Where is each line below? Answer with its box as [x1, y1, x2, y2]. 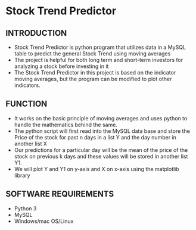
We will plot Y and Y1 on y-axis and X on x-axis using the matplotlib [14, 165, 179, 172]
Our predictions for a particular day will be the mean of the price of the [14, 146, 188, 153]
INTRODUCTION [5, 28, 67, 38]
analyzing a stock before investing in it [14, 63, 109, 70]
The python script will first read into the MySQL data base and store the [14, 127, 190, 135]
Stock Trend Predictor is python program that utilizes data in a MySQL [14, 43, 186, 51]
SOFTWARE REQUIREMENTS [5, 189, 114, 199]
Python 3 [14, 204, 37, 212]
